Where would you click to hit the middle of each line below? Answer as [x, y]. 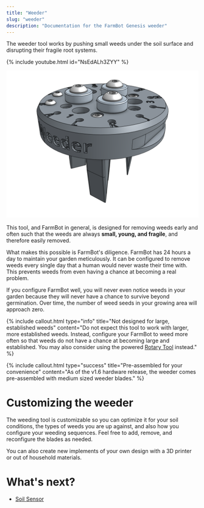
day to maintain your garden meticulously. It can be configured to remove [98, 259]
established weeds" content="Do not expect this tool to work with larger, [97, 328]
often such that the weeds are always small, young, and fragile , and [92, 234]
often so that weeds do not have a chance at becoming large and [88, 340]
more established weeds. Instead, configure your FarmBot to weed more [97, 334]
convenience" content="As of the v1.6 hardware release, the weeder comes [101, 372]
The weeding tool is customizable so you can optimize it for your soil [92, 420]
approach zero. [25, 309]
